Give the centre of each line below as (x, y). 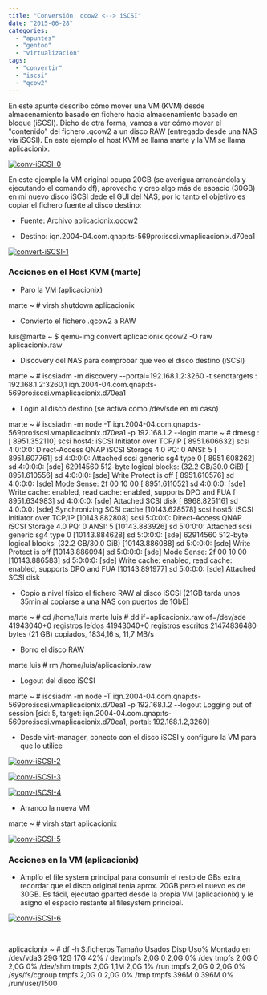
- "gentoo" (34, 46)
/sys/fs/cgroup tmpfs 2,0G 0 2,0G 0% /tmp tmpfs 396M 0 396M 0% (121, 975)
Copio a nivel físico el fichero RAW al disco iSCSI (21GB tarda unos (130, 593)
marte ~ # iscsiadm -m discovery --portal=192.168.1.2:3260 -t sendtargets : (133, 376)
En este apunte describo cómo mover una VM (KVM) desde (107, 106)
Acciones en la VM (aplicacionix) (73, 860)
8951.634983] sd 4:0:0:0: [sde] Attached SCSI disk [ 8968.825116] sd (123, 500)
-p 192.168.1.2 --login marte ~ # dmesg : (194, 432)
